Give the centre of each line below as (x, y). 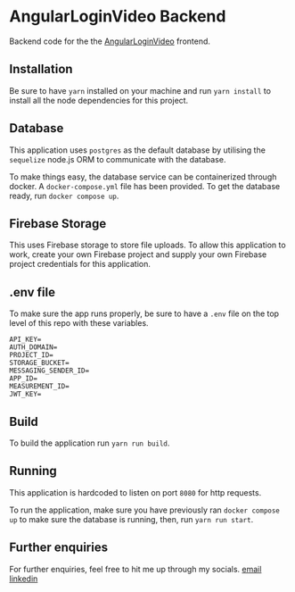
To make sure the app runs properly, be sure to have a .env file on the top (144, 313)
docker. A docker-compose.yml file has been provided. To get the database (145, 186)
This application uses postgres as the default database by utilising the (137, 150)
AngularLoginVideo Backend (118, 17)
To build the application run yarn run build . (90, 443)
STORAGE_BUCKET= (39, 363)
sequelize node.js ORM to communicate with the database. (118, 159)
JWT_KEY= (25, 395)
